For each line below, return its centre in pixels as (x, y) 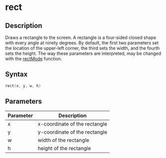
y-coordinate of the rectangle (73, 132)
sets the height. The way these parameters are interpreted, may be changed (83, 53)
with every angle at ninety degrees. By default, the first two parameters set (82, 43)
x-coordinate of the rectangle (73, 124)
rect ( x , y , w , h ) (23, 86)
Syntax (16, 75)
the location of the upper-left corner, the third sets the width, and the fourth (83, 48)
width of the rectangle (63, 140)
